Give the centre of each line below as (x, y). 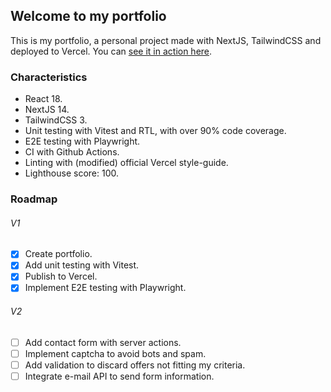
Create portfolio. (58, 254)
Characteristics (49, 77)
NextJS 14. (47, 110)
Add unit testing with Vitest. (82, 265)
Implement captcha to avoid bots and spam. (115, 353)
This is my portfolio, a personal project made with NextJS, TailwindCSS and (166, 40)
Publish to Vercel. (61, 276)
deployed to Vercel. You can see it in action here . (111, 51)
